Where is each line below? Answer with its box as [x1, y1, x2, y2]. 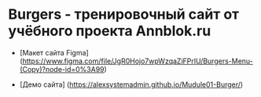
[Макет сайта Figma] [19, 48, 89, 57]
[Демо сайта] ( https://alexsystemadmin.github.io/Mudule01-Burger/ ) [19, 80, 244, 89]
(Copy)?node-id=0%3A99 [19, 64, 105, 74]
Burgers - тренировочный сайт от [8, 5, 240, 23]
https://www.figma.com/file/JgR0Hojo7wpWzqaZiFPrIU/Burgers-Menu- [22, 56, 254, 66]
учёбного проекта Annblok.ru [8, 22, 211, 40]
